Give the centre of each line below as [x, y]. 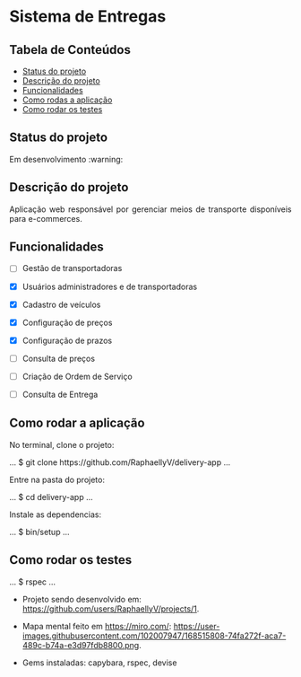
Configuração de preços [67, 322]
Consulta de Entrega [60, 394]
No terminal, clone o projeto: [62, 444]
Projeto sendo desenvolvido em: [82, 599]
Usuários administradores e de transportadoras [110, 286]
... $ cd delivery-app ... [52, 497]
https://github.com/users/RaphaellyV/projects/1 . [111, 609]
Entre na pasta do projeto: [57, 479]
